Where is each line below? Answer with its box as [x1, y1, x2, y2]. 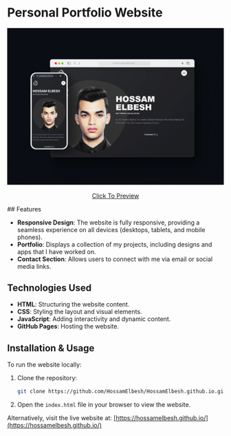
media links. [16, 262, 52, 270]
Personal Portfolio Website [7, 5, 163, 21]
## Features [7, 205, 41, 213]
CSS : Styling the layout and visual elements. [16, 308, 142, 316]
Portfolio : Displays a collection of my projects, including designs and [16, 240, 212, 249]
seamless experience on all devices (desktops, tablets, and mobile [16, 225, 206, 233]
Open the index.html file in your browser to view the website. [16, 401, 191, 409]
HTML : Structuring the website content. [16, 300, 130, 309]
